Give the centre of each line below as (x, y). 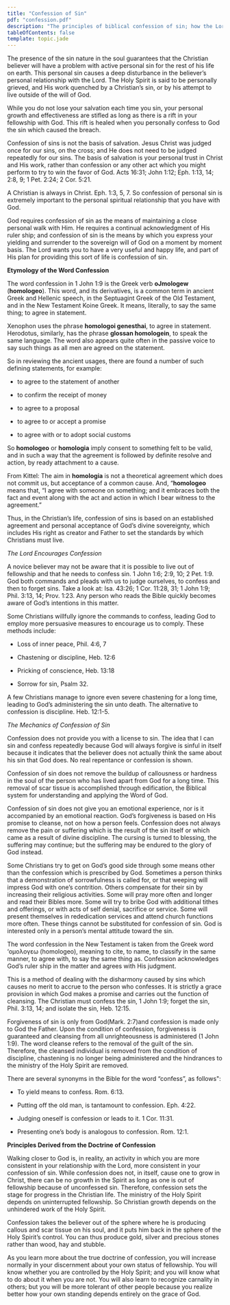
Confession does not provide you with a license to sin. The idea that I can (111, 738)
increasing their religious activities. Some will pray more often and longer (110, 895)
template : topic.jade (38, 39)
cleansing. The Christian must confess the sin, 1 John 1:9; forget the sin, (108, 1002)
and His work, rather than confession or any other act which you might (107, 165)
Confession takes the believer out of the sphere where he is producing (106, 1223)
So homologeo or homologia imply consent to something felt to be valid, (110, 448)
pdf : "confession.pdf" (39, 20)
